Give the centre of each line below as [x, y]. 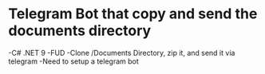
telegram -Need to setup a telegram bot [74, 61]
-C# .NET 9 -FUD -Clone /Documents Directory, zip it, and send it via [122, 53]
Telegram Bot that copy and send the [133, 14]
